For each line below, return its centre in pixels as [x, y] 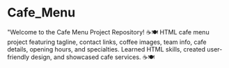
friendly [18, 57]
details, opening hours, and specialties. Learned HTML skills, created [106, 49]
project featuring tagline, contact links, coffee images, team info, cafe [107, 42]
